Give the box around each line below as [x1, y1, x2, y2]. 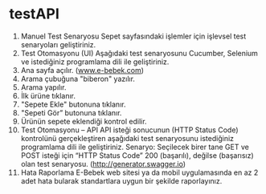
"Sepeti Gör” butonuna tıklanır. [20, 107, 122, 117]
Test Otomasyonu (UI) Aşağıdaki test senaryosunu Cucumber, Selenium [20, 48, 258, 58]
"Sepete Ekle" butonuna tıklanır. [20, 99, 126, 109]
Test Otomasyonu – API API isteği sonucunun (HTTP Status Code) [20, 125, 239, 135]
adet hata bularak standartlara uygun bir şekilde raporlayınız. [20, 176, 223, 185]
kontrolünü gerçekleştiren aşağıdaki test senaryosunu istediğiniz [20, 133, 235, 143]
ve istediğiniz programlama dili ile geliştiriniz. [20, 57, 170, 67]
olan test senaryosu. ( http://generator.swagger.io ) [20, 159, 186, 168]
